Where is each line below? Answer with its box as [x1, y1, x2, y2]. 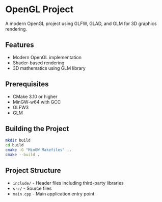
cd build [5, 143, 24, 148]
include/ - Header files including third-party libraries [12, 180, 124, 186]
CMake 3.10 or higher [12, 93, 58, 99]
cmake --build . [5, 152, 40, 157]
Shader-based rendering [12, 60, 65, 66]
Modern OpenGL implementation [12, 54, 82, 60]
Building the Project [5, 124, 69, 133]
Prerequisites [5, 80, 49, 89]
